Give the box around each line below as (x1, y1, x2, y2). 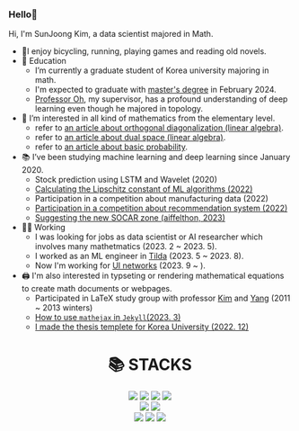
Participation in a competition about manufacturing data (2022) (34, 193, 268, 204)
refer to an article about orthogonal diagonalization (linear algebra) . (34, 122, 285, 133)
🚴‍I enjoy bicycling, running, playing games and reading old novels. (21, 46, 267, 57)
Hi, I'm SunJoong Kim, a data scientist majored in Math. (8, 29, 214, 40)
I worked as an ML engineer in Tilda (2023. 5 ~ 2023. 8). (34, 251, 244, 262)
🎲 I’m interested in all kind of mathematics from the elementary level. (21, 112, 276, 124)
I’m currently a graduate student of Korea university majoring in (34, 65, 270, 76)
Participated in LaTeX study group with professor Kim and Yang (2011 (34, 292, 291, 304)
